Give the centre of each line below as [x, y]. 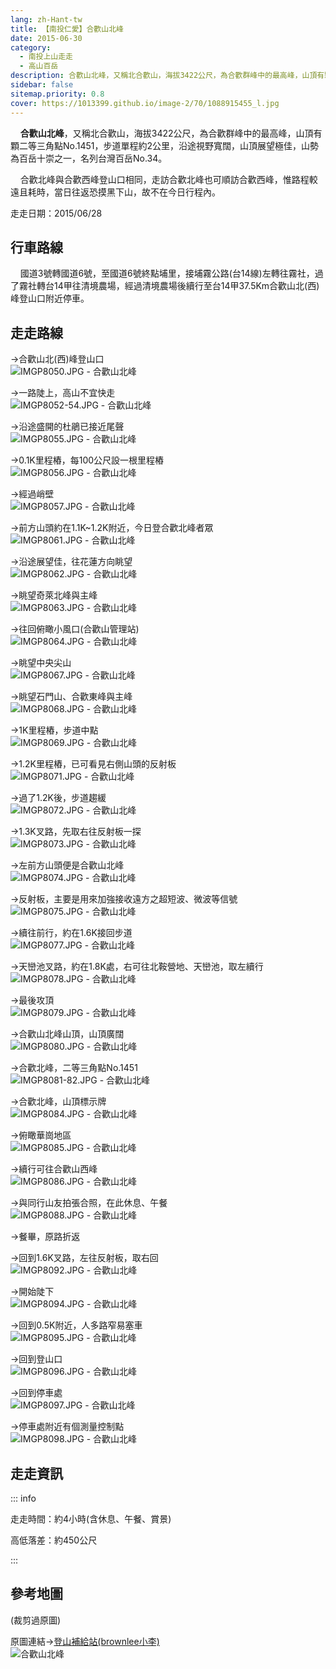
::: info [23, 1498]
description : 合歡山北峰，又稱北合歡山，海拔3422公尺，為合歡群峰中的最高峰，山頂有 [167, 76]
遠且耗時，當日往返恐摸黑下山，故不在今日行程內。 [115, 192]
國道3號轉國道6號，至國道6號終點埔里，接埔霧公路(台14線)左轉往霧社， [167, 273]
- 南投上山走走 [46, 57]
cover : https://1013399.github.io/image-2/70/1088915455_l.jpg [145, 103]
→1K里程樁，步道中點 [54, 730]
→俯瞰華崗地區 [41, 1135]
